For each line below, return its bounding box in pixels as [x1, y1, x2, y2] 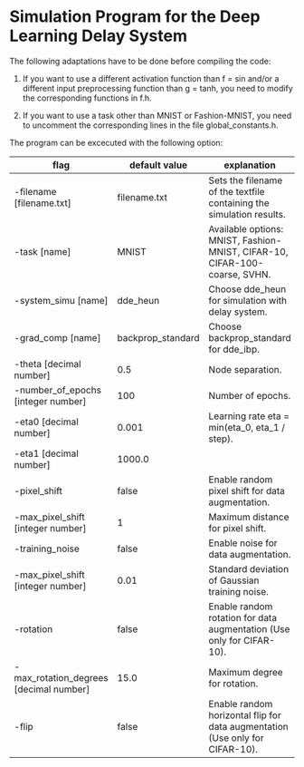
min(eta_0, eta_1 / [208, 421, 285, 433]
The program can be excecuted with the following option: [9, 137, 223, 148]
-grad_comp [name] [14, 331, 101, 344]
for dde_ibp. [208, 343, 260, 355]
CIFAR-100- [208, 257, 264, 269]
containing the [208, 197, 270, 209]
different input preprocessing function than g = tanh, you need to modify [22, 83, 293, 93]
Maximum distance [208, 510, 290, 523]
